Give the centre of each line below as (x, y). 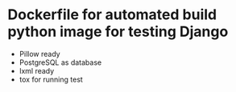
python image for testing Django (118, 32)
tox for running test (51, 79)
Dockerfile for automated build (112, 15)
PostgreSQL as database (60, 62)
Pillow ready (40, 54)
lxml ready (37, 70)
